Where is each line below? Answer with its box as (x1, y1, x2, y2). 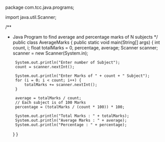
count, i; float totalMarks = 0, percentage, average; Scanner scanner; (12, 45, 158, 50)
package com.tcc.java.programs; (5, 5, 75, 10)
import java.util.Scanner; (5, 14, 57, 20)
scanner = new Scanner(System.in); (12, 50, 89, 56)
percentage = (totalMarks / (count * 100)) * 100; (15, 104, 125, 109)
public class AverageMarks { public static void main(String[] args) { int (12, 39, 160, 45)
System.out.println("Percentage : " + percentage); (15, 122, 127, 127)
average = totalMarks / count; (15, 96, 81, 101)
